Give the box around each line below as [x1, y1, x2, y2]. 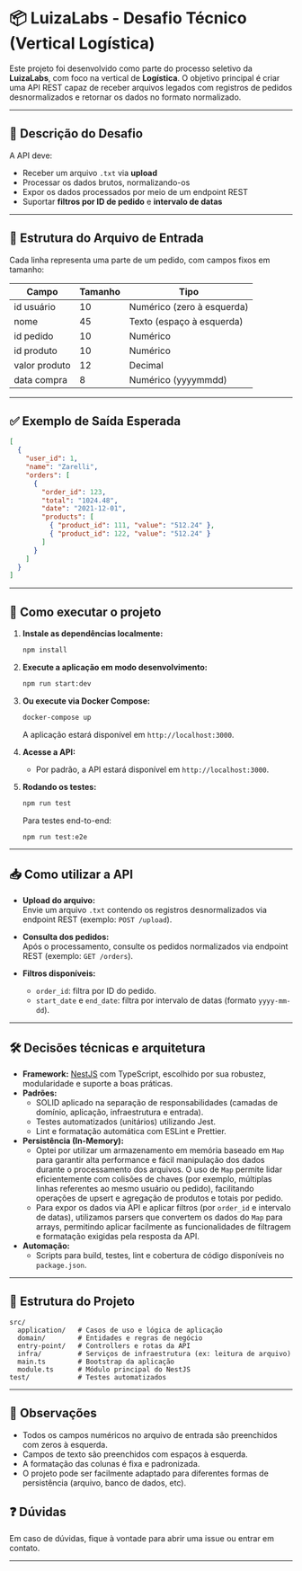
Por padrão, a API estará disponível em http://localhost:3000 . [35, 764, 270, 775]
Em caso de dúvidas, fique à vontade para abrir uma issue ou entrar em [9, 1532, 275, 1543]
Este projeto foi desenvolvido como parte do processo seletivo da [9, 63, 253, 74]
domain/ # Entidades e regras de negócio [17, 1333, 203, 1343]
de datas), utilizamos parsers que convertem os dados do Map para [35, 1212, 283, 1223]
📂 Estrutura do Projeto [9, 1294, 135, 1309]
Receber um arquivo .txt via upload [22, 167, 158, 178]
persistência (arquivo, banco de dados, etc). [22, 1477, 187, 1488]
